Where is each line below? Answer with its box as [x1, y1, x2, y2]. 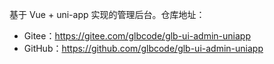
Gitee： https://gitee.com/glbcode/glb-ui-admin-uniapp [23, 30, 251, 42]
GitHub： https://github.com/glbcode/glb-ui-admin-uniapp [23, 43, 264, 54]
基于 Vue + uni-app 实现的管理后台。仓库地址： [9, 9, 206, 20]
